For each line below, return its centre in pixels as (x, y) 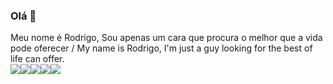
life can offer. (37, 59)
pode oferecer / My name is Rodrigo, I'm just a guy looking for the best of (161, 48)
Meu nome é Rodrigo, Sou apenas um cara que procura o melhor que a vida (166, 38)
